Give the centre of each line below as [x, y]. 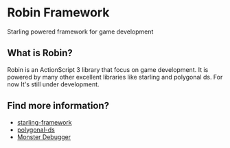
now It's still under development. [53, 84]
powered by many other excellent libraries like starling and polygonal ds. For [115, 77]
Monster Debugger [44, 137]
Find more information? [58, 106]
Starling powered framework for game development [80, 32]
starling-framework [44, 122]
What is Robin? [40, 53]
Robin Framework [58, 13]
